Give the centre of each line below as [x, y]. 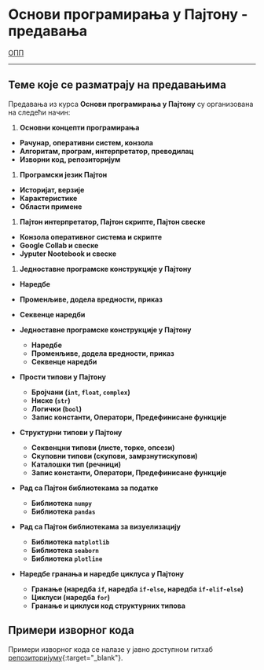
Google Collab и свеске [59, 245]
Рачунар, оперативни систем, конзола [86, 142]
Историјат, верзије [52, 189]
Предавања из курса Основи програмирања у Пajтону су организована [131, 104]
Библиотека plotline [67, 558]
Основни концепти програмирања [79, 127]
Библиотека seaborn [65, 550]
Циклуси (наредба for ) [71, 597]
